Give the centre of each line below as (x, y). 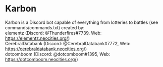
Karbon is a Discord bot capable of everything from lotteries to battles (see (82, 22)
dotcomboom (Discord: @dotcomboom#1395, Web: (58, 54)
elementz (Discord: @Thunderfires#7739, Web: (53, 33)
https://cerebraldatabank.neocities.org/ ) (46, 49)
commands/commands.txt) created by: (45, 27)
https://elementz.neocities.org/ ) (38, 38)
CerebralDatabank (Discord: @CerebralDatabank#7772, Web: (68, 43)
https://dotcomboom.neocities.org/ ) (42, 59)
